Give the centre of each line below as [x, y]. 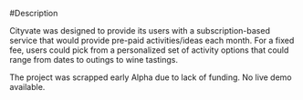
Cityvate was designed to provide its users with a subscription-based [140, 30]
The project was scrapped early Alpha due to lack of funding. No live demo [151, 77]
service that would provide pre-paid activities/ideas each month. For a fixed [152, 40]
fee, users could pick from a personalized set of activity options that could [149, 50]
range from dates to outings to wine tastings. [94, 60]
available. [27, 87]
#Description [34, 13]
